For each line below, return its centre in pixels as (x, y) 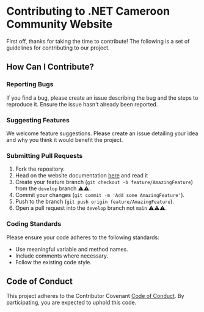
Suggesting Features (38, 120)
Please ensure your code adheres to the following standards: (83, 237)
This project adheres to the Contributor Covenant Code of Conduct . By (95, 296)
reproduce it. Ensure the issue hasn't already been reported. (82, 104)
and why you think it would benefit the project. (65, 139)
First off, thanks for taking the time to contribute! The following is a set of (98, 41)
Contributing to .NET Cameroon (88, 11)
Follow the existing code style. (53, 262)
